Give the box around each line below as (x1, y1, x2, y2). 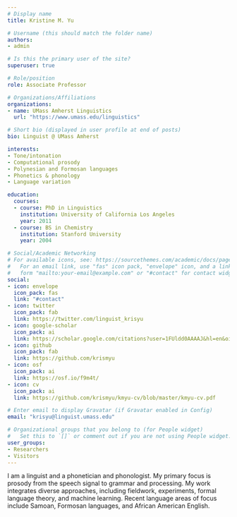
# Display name (7, 10, 52, 18)
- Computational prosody (7, 159, 80, 166)
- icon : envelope (7, 283, 59, 290)
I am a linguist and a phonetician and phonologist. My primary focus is (7, 472, 212, 480)
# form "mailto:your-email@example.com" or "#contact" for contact (7, 269, 217, 276)
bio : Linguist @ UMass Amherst (7, 133, 99, 140)
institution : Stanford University (20, 231, 121, 238)
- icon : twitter (7, 303, 55, 310)
